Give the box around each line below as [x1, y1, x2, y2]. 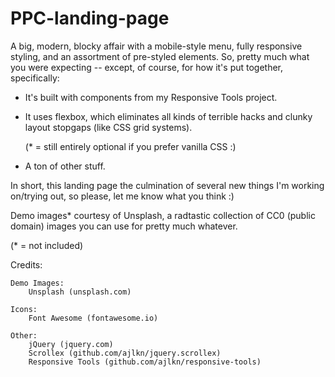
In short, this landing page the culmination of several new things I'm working [10, 179, 325, 191]
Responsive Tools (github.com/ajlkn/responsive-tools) [28, 357, 262, 367]
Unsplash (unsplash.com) [28, 287, 132, 297]
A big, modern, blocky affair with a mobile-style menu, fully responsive [10, 40, 303, 52]
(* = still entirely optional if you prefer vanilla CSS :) [24, 140, 237, 152]
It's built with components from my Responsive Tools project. [24, 91, 278, 103]
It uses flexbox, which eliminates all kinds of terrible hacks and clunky [24, 110, 313, 122]
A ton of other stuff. [24, 160, 106, 172]
